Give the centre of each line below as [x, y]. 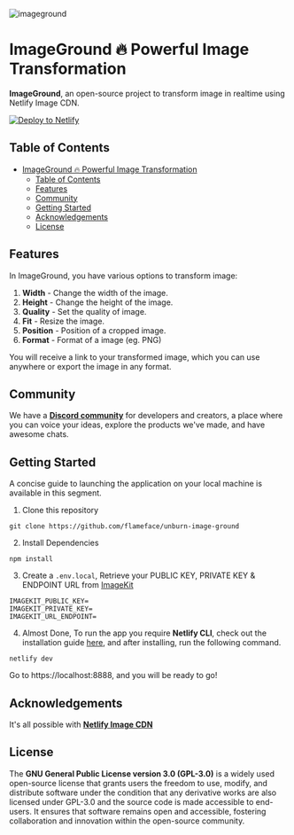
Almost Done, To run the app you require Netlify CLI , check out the [144, 633]
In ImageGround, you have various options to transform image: [124, 276]
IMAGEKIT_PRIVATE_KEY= [51, 609]
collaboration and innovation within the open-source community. [127, 821]
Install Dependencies [60, 543]
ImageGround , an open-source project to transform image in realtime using [147, 93]
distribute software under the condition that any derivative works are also [143, 792]
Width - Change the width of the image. [95, 293]
